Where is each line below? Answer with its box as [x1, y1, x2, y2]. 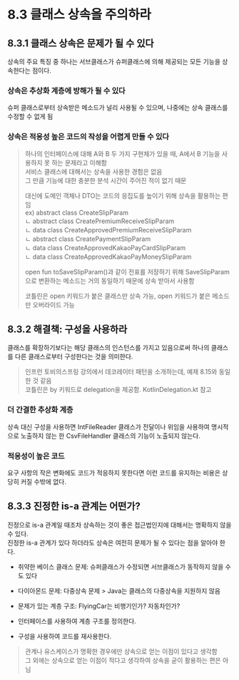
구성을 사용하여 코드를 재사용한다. [17, 632, 112, 640]
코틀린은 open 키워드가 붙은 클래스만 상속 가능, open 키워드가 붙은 [24, 292, 211, 300]
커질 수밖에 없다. [20, 478, 66, 485]
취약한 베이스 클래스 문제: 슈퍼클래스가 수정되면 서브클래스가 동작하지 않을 [17, 562, 224, 571]
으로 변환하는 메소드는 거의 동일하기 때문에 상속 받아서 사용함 [24, 276, 195, 285]
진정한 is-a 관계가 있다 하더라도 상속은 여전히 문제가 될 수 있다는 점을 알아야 [7, 538, 218, 547]
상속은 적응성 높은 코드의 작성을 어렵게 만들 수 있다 [7, 132, 170, 142]
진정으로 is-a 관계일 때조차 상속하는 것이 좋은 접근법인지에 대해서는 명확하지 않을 [7, 520, 232, 529]
